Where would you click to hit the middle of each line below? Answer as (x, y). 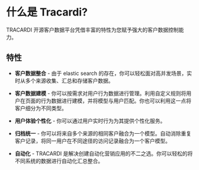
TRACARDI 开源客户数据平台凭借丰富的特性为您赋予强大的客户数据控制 (92, 30)
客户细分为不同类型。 (41, 108)
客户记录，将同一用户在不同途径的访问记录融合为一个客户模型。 (92, 141)
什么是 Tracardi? (47, 12)
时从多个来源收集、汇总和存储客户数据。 (64, 80)
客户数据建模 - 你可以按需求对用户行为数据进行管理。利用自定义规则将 (100, 93)
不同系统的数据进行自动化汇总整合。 (59, 160)
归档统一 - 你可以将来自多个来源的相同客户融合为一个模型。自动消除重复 (103, 133)
